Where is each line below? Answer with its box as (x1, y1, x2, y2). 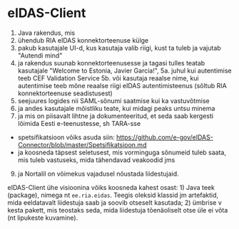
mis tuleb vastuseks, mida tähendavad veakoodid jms (17, 155, 176, 164)
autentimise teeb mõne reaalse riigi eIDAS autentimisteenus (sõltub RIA (17, 81, 227, 90)
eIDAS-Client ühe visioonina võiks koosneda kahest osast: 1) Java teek (7, 183, 215, 191)
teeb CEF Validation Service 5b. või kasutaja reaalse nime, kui (17, 73, 199, 82)
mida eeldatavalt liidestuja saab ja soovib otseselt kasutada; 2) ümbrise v (7, 198, 223, 207)
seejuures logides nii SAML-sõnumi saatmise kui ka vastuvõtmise (17, 96, 210, 105)
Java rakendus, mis (17, 28, 76, 37)
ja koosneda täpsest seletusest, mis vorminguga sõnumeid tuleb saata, (17, 148, 227, 156)
